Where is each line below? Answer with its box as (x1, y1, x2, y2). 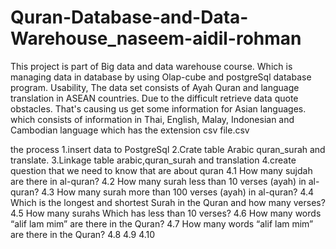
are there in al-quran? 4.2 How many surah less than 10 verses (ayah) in (10, 175, 307, 187)
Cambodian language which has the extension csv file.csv (10, 124, 250, 136)
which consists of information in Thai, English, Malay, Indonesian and (10, 113, 295, 125)
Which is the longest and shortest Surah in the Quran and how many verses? (10, 196, 326, 208)
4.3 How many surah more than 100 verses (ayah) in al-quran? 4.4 (41, 186, 315, 198)
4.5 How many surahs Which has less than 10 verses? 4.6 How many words (10, 207, 322, 219)
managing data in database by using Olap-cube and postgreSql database (10, 71, 312, 83)
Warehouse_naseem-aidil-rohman (10, 27, 302, 50)
